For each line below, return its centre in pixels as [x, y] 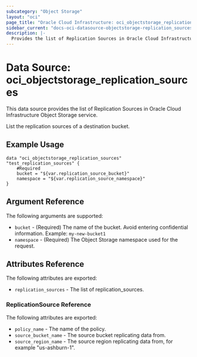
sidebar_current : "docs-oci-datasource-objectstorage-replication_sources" [101, 28]
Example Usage [35, 145]
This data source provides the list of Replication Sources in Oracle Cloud [94, 108]
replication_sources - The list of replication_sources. [79, 290]
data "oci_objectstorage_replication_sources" [64, 158]
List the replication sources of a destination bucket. [68, 126]
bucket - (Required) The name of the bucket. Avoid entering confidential [101, 227]
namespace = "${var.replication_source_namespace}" [81, 179]
